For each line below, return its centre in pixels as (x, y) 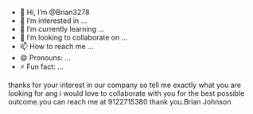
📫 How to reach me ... (56, 46)
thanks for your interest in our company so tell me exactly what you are (125, 85)
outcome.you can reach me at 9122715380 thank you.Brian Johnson (120, 102)
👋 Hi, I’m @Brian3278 (54, 12)
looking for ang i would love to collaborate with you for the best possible (127, 93)
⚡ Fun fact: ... (41, 66)
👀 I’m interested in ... (53, 21)
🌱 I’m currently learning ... (62, 29)
